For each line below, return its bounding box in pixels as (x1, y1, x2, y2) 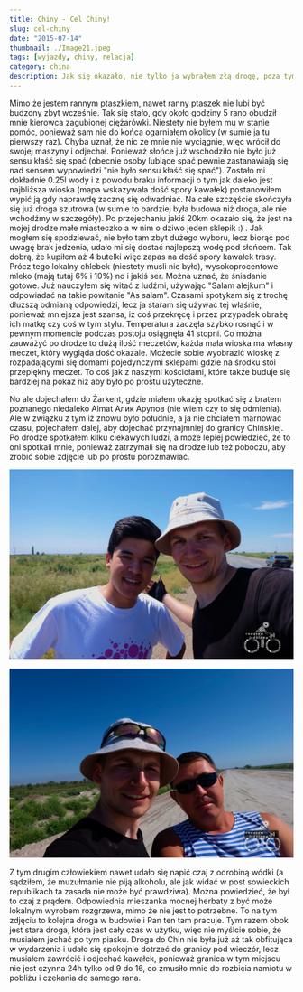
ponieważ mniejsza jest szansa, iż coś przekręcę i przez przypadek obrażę (9, 308, 289, 320)
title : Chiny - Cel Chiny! (9, 14, 111, 23)
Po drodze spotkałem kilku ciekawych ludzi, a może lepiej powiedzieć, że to (9, 432, 291, 443)
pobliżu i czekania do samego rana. (9, 972, 142, 984)
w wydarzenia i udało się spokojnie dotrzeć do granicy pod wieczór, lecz (9, 944, 280, 955)
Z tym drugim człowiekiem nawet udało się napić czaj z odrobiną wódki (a (9, 867, 284, 878)
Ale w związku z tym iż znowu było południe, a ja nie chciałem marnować (9, 412, 282, 424)
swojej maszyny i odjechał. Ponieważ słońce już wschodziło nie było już (9, 145, 277, 156)
